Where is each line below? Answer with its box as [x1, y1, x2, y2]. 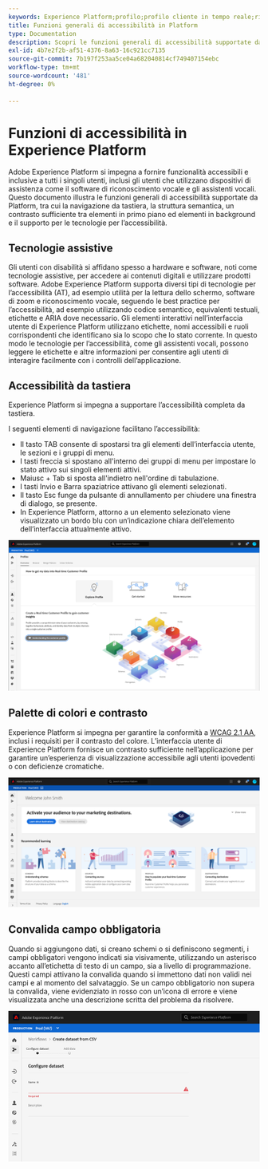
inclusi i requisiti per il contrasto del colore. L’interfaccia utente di [8, 736, 223, 745]
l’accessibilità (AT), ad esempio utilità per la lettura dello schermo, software [8, 288, 255, 298]
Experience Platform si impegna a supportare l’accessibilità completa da [8, 400, 246, 410]
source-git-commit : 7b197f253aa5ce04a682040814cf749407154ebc [8, 55, 219, 63]
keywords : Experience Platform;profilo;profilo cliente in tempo [8, 13, 230, 21]
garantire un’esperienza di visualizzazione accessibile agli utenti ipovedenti [8, 752, 255, 762]
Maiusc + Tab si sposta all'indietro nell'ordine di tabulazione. [19, 473, 219, 483]
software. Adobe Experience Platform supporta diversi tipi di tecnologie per [8, 279, 257, 289]
